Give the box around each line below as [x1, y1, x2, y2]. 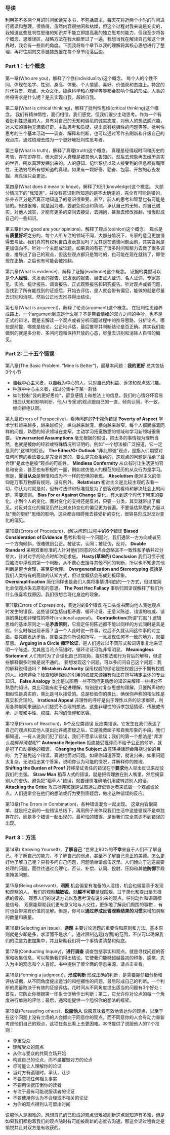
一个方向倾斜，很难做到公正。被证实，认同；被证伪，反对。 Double [5, 540, 146, 546]
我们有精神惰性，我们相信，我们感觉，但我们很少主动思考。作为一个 [15, 111, 157, 117]
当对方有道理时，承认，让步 [12, 1070, 71, 1076]
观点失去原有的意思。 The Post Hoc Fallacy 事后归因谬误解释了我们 [18, 584, 159, 591]
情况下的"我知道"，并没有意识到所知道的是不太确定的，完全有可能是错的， [9, 190, 165, 196]
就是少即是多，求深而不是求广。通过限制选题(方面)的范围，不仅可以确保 [9, 931, 159, 937]
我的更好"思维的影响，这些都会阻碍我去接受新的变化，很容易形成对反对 [12, 510, 160, 517]
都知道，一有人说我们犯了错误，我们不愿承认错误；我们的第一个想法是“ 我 [5, 733, 158, 739]
